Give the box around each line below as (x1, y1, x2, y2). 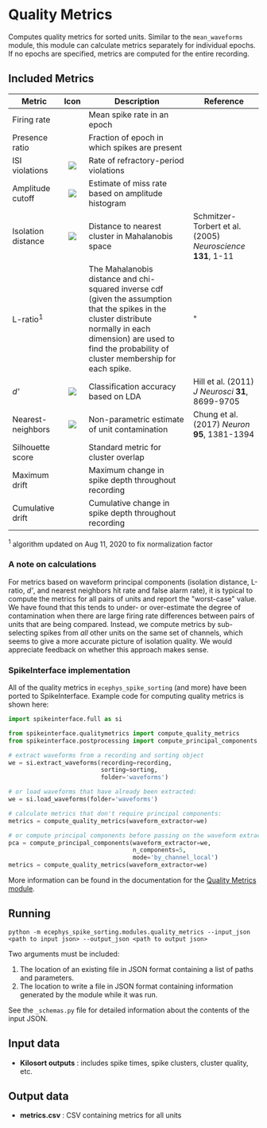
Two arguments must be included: (8, 949, 120, 958)
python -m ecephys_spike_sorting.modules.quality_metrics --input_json (8, 928, 250, 936)
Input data (8, 1037, 60, 1051)
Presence (12, 131, 48, 143)
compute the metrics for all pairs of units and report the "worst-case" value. (8, 593, 257, 603)
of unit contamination (88, 424, 168, 435)
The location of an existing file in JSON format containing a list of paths (19, 964, 254, 973)
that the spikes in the (88, 303, 167, 314)
